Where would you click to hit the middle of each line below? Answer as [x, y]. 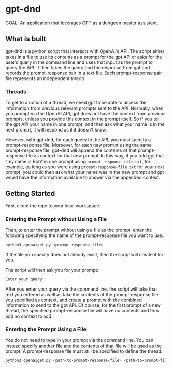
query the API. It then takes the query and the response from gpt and [78, 67]
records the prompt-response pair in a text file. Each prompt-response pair [84, 73]
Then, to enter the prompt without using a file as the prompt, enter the [79, 230]
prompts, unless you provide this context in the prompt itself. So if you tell [82, 119]
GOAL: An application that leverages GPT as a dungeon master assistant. [82, 23]
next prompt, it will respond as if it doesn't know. [56, 130]
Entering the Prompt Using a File [46, 329]
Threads [16, 91]
